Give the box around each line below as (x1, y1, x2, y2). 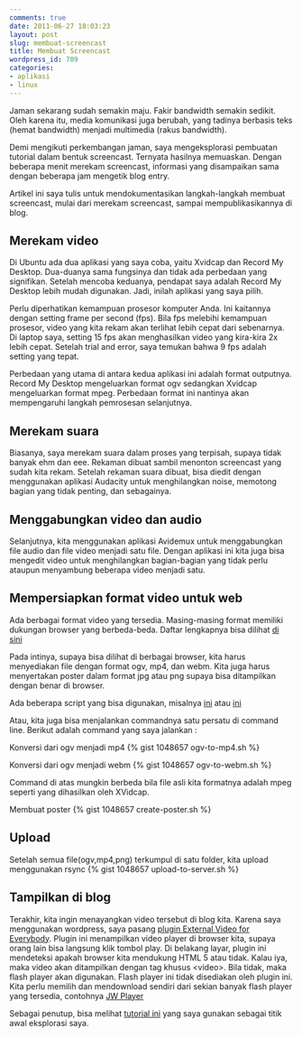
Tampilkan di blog (9, 890, 111, 905)
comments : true (9, 13, 67, 23)
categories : (9, 64, 54, 73)
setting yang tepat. (9, 351, 79, 362)
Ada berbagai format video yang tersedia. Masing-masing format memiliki (9, 614, 284, 625)
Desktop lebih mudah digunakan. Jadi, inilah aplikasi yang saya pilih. (9, 286, 264, 297)
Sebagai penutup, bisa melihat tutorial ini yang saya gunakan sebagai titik (9, 1007, 282, 1019)
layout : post (9, 30, 59, 39)
